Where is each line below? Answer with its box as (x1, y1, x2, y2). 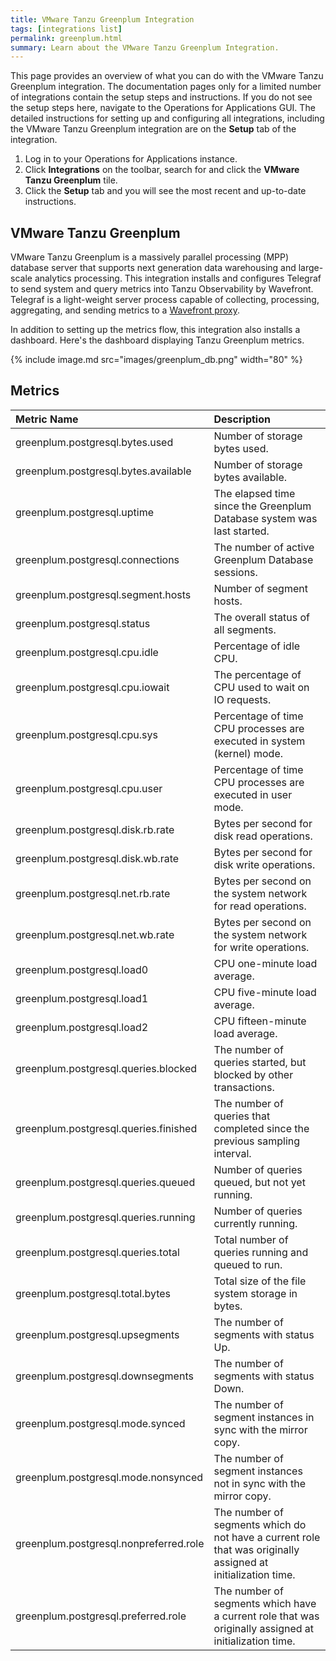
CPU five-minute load (213, 985, 317, 999)
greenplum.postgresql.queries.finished (15, 1121, 198, 1135)
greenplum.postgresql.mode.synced (15, 1416, 186, 1430)
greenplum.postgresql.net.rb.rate (15, 886, 171, 900)
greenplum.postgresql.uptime (15, 505, 155, 519)
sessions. (213, 565, 258, 579)
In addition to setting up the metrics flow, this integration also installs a (10, 324, 301, 336)
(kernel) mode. (213, 746, 284, 760)
